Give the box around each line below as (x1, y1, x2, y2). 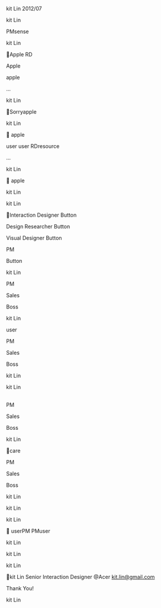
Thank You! (6, 585, 34, 591)
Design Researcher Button (6, 223, 70, 230)
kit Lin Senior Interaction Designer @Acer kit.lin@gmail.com (9, 574, 155, 580)
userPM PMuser (11, 527, 50, 535)
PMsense (6, 28, 29, 35)
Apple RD (9, 51, 33, 58)
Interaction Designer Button (9, 211, 77, 218)
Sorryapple (9, 108, 37, 115)
